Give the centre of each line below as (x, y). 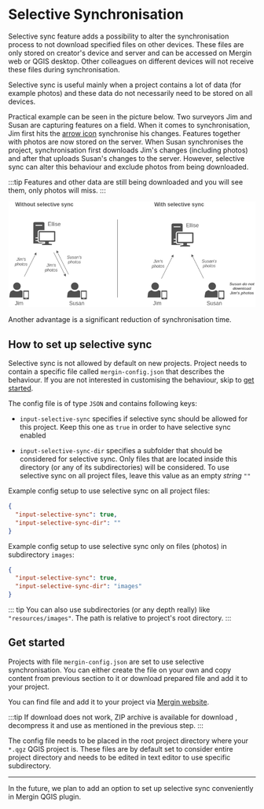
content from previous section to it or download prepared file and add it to (128, 678)
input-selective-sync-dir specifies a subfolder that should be (121, 451)
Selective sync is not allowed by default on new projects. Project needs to (128, 364)
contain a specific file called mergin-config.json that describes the (117, 372)
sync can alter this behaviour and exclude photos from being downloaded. (128, 167)
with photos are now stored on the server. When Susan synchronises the (126, 141)
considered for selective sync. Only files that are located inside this (128, 459)
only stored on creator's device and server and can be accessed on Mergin (130, 53)
